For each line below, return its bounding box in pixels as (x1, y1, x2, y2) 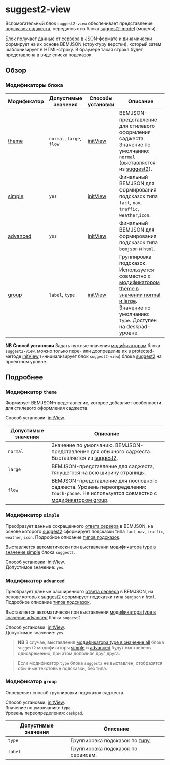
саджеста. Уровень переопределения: (51, 484, 147, 491)
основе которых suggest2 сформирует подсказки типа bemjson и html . (5, 594, 156, 600)
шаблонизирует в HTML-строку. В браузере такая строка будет (5, 46, 143, 52)
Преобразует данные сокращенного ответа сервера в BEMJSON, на (5, 523, 153, 529)
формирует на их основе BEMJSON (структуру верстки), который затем (5, 41, 162, 47)
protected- (132, 348, 154, 354)
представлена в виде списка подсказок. (5, 52, 93, 58)
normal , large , (49, 135, 82, 142)
